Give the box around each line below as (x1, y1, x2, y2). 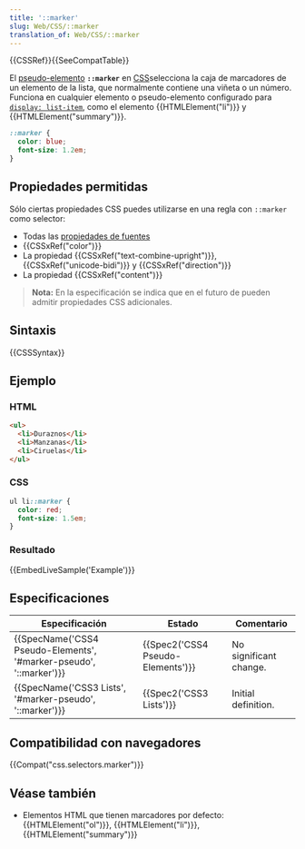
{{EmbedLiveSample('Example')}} (9, 564, 135, 575)
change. (231, 661, 267, 674)
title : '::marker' (9, 13, 79, 23)
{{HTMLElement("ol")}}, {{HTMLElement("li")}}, (22, 819, 200, 831)
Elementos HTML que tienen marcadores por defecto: (22, 810, 224, 821)
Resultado (9, 544, 56, 557)
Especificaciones (9, 591, 110, 607)
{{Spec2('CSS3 (143, 687, 209, 700)
